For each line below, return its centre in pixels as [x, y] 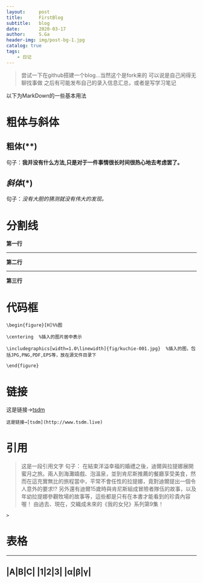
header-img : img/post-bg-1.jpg [46, 40]
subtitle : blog [28, 23]
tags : [13, 52]
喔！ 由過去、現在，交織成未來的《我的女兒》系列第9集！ [92, 504]
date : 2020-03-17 [36, 29]
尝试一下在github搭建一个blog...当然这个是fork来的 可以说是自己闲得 [106, 75]
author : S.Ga [28, 35]
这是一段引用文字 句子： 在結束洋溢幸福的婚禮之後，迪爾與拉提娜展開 [107, 466]
